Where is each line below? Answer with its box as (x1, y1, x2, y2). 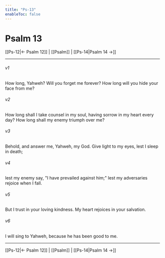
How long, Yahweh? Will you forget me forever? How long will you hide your (5, 80, 159, 86)
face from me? (5, 85, 35, 91)
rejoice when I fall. (5, 180, 42, 186)
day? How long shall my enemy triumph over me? (5, 117, 105, 123)
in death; (5, 149, 23, 155)
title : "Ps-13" (5, 7, 36, 12)
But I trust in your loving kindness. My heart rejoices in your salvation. (5, 206, 146, 212)
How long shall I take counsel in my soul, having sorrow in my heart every (5, 111, 154, 118)
